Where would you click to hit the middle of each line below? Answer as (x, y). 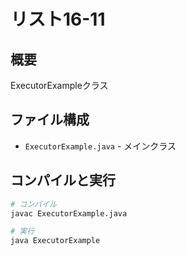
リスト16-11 (58, 19)
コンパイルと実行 (63, 180)
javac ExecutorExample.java (69, 213)
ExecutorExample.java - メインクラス (100, 146)
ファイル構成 (50, 120)
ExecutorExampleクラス (59, 85)
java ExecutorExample (55, 241)
